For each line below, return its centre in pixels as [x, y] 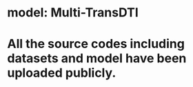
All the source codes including [96, 44]
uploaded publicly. [62, 73]
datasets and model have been [97, 59]
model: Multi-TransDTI [73, 13]
